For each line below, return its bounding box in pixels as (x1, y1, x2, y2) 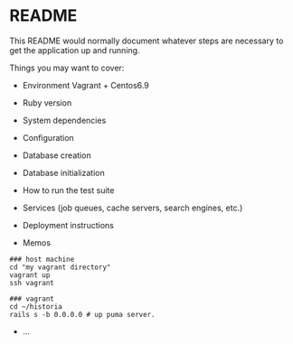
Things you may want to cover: (9, 62, 125, 73)
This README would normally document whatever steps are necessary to (9, 35, 284, 46)
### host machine (9, 255, 75, 264)
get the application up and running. (9, 44, 140, 55)
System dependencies (22, 115, 107, 126)
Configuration (22, 132, 74, 143)
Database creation (22, 150, 92, 161)
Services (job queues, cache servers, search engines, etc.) (22, 202, 243, 213)
